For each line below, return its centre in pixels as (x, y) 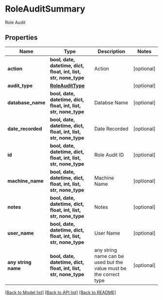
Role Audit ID (109, 155)
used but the (109, 262)
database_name (26, 102)
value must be (110, 268)
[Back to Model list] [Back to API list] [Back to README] (61, 292)
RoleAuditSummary (45, 9)
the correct (107, 274)
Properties (21, 38)
